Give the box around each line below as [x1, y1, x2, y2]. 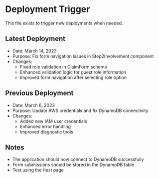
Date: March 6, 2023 [12, 102, 55, 108]
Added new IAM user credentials [19, 118, 87, 124]
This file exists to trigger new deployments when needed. [5, 20, 123, 26]
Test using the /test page [12, 167, 64, 173]
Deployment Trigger [5, 3, 90, 15]
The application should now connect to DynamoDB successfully [12, 156, 144, 162]
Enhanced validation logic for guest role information [19, 69, 126, 75]
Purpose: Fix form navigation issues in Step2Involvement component [12, 53, 154, 59]
